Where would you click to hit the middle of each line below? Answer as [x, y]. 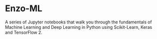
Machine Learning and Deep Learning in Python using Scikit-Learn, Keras [78, 27]
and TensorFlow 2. [24, 32]
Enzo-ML [24, 9]
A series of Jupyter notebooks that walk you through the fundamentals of [78, 22]
